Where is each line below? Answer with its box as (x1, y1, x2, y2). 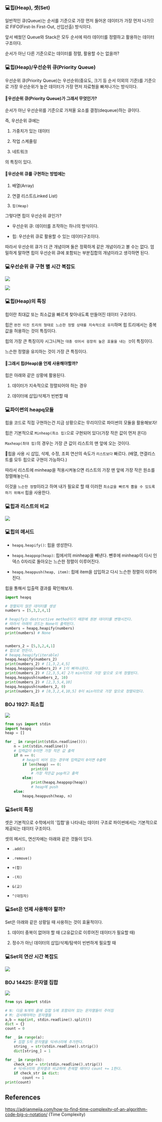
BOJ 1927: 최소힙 (5, 701, 44, 708)
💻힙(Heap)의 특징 (5, 298, 46, 305)
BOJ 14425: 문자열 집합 (5, 979, 58, 985)
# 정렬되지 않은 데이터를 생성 (5, 604, 56, 609)
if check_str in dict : (14, 1071, 59, 1076)
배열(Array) (12, 183, 34, 188)
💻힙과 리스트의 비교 (5, 503, 49, 510)
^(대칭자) (12, 894, 29, 899)
